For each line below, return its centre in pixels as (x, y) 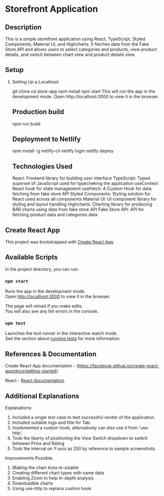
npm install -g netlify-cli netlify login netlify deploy (63, 151)
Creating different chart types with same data (58, 473)
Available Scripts (31, 257)
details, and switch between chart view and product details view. (70, 54)
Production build (38, 112)
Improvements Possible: (29, 458)
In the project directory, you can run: (42, 269)
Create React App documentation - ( (42, 366)
